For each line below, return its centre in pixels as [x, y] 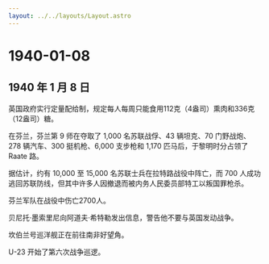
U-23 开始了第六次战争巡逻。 [57, 252]
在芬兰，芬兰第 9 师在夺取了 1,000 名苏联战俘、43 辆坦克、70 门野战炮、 [130, 136]
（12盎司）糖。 [33, 119]
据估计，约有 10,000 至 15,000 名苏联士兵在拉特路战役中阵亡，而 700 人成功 [135, 173]
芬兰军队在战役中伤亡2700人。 [59, 200]
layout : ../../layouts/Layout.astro [70, 16]
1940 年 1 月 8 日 [49, 88]
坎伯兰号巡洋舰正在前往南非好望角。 [68, 234]
